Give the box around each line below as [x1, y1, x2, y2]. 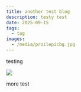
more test [6, 80, 30, 87]
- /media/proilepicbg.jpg [11, 42, 76, 48]
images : [6, 36, 25, 42]
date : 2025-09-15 [6, 19, 49, 25]
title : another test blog [6, 8, 70, 15]
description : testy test [6, 14, 67, 20]
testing [6, 57, 23, 65]
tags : [6, 25, 20, 31]
